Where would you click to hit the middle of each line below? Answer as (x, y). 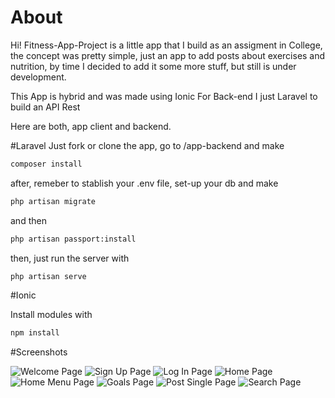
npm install (35, 333)
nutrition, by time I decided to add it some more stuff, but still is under (153, 66)
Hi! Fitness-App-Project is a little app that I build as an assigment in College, (166, 45)
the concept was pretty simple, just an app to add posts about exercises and (168, 55)
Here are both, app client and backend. (91, 126)
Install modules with (51, 315)
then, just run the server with (70, 258)
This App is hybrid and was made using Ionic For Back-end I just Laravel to (164, 96)
